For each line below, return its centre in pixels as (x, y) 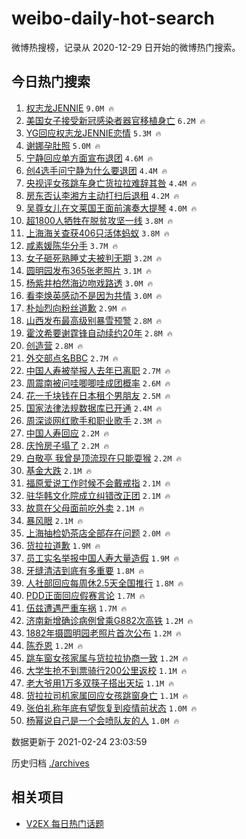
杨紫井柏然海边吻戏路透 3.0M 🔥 (89, 283)
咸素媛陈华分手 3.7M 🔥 (72, 245)
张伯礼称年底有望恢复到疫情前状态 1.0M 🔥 (111, 708)
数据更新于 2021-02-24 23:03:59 (79, 741)
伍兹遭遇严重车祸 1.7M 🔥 (76, 608)
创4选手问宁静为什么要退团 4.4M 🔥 (96, 170)
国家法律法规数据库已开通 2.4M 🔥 (94, 408)
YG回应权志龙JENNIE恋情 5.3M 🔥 (93, 133)
